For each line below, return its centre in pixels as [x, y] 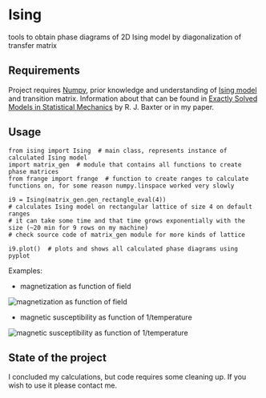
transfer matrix [33, 45]
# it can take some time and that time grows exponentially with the [127, 221]
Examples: [25, 271]
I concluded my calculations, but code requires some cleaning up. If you [127, 377]
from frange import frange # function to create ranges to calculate [129, 179]
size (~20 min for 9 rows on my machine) [79, 227]
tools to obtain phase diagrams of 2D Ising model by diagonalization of [125, 37]
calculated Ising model [48, 158]
